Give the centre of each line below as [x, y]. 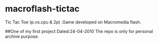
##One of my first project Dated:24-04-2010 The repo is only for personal [79, 31]
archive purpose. [22, 36]
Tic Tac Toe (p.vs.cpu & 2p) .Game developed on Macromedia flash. [73, 22]
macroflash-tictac [42, 9]
